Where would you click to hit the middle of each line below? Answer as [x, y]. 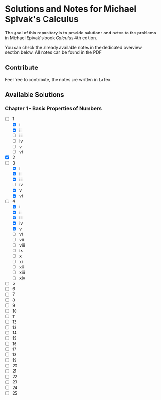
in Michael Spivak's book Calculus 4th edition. [51, 38]
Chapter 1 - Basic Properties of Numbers [53, 109]
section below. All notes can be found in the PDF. [54, 52]
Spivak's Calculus [42, 19]
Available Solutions [35, 95]
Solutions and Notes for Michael [71, 9]
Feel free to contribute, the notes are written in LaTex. [59, 79]
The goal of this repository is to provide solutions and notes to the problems [80, 33]
